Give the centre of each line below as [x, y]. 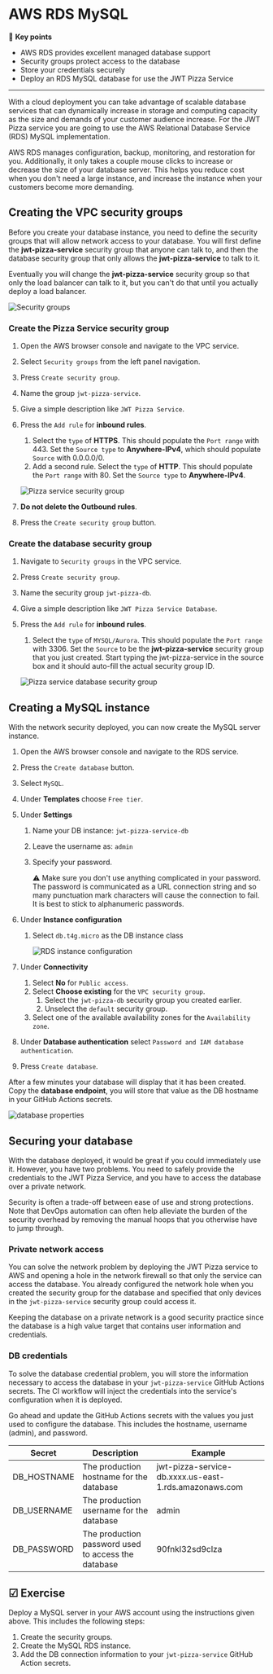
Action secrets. [45, 1663]
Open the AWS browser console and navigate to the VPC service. [130, 346]
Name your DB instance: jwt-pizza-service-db [110, 831]
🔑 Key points [30, 37]
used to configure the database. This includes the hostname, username [128, 1424]
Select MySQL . [42, 784]
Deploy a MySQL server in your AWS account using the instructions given [132, 1613]
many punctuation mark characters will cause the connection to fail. [146, 895]
